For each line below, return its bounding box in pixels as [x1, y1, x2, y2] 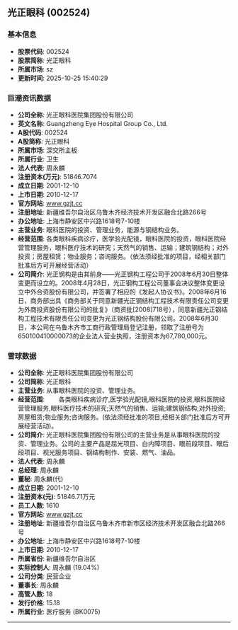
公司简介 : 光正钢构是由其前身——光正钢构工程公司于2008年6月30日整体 [17, 270, 229, 278]
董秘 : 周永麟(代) [17, 475, 64, 483]
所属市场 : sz [17, 64, 53, 73]
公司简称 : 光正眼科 [17, 377, 72, 386]
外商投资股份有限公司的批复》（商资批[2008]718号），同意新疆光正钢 [23, 305, 222, 314]
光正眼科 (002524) [7, 6, 91, 19]
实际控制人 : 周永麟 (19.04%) [17, 563, 100, 572]
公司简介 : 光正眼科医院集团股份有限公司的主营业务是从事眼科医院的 [17, 430, 214, 439]
